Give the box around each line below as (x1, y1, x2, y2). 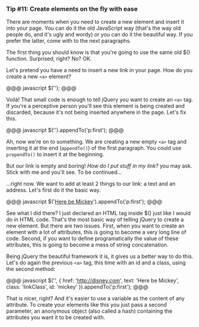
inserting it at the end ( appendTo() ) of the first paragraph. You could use (6, 145, 182, 152)
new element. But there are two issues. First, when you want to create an (6, 222, 185, 229)
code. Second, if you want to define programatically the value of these (6, 235, 179, 242)
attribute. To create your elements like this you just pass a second (6, 301, 168, 309)
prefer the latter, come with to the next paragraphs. (6, 38, 132, 45)
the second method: (6, 266, 55, 273)
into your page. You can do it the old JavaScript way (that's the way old (6, 24, 181, 32)
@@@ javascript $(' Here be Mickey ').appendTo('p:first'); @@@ (6, 198, 162, 205)
